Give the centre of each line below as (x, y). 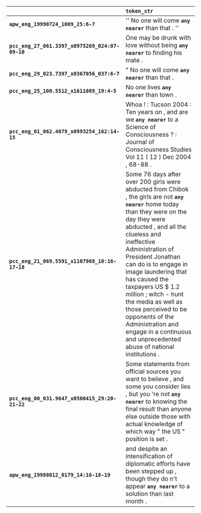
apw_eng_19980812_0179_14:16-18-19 (60, 475)
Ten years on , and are (157, 112)
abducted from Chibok (157, 189)
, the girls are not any (155, 196)
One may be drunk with (158, 37)
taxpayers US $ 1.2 (153, 286)
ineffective (140, 241)
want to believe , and (155, 379)
